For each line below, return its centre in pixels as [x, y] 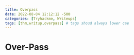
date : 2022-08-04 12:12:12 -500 [38, 14]
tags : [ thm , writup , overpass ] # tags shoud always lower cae [67, 23]
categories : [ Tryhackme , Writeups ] [41, 18]
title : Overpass [21, 9]
